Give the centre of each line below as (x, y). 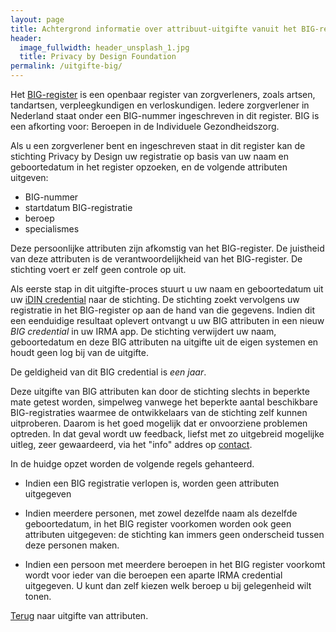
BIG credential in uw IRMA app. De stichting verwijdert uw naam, (143, 331)
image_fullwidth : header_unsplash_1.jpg (104, 47)
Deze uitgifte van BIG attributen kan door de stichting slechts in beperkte (160, 391)
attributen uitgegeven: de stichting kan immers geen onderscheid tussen (174, 534)
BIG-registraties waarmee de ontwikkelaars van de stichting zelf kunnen (159, 412)
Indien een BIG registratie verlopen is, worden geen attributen (152, 483)
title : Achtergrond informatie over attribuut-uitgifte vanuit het (154, 29)
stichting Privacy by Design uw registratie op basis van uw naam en (150, 156)
